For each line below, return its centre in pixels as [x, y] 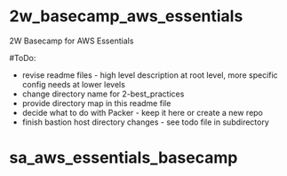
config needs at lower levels [74, 84]
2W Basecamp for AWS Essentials [72, 41]
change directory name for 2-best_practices [103, 94]
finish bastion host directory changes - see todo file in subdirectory [145, 122]
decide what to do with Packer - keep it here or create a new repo [143, 112]
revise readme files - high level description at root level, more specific [150, 75]
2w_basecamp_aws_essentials [126, 16]
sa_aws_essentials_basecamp [124, 158]
